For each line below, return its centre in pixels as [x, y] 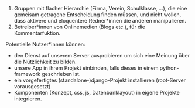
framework [27, 74]
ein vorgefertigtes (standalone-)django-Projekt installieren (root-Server [100, 80]
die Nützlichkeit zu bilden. [45, 62]
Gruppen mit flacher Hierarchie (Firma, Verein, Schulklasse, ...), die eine [100, 8]
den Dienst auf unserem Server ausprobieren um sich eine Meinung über [102, 55]
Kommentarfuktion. [37, 33]
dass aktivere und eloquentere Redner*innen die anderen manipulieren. [100, 21]
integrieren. [28, 99]
